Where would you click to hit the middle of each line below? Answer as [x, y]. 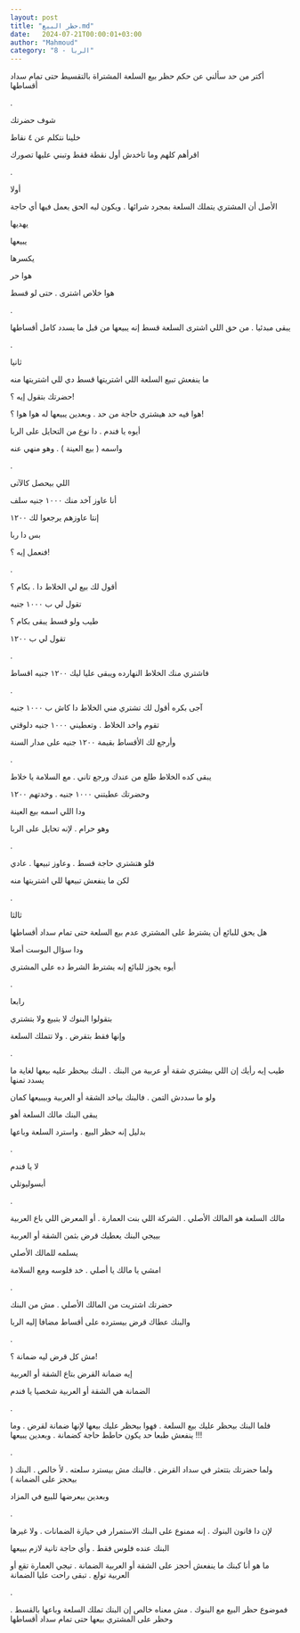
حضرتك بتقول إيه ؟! [42, 397]
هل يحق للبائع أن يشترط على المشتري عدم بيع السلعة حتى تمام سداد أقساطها [139, 932]
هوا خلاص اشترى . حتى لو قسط [62, 293]
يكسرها [22, 259]
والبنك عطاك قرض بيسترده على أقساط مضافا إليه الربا [100, 1322]
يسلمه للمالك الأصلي [44, 1253]
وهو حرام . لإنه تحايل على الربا [60, 829]
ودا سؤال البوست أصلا [47, 950]
